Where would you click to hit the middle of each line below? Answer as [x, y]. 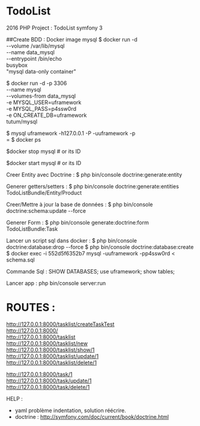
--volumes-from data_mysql [41, 96]
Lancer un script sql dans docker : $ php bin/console [71, 240]
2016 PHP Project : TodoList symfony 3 [55, 28]
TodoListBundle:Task [32, 229]
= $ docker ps [23, 139]
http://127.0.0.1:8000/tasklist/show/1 [50, 349]
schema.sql [20, 260]
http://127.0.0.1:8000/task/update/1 [49, 380]
